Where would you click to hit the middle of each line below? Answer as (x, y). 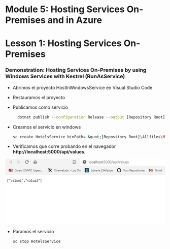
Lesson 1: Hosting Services (63, 43)
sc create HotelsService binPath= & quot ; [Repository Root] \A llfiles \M (89, 137)
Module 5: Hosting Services (65, 9)
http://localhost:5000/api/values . (49, 152)
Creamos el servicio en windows (47, 127)
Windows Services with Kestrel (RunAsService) (65, 76)
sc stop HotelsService (37, 242)
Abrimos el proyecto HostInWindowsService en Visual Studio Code (82, 87)
